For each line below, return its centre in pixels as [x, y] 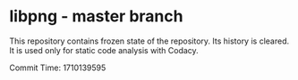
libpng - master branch [96, 16]
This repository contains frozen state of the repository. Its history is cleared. [149, 41]
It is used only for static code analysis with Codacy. [104, 50]
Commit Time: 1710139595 [58, 68]
